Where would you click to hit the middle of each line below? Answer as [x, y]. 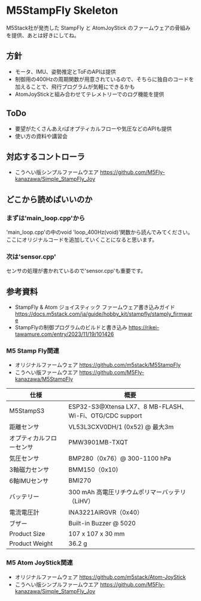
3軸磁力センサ [29, 470]
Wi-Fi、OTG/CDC [94, 416]
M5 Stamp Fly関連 [33, 351]
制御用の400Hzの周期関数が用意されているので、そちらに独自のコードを [104, 79]
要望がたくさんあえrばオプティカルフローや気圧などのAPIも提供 [93, 128]
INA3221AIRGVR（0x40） [106, 512]
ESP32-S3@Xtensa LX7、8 [108, 407]
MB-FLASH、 [168, 407]
